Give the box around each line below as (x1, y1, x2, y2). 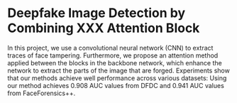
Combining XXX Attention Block (7, 20, 200, 36)
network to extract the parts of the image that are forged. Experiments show (7, 66, 231, 75)
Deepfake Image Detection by (7, 5, 186, 21)
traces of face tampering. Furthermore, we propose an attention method (7, 51, 219, 60)
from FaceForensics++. (7, 89, 76, 97)
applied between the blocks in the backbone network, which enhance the (7, 58, 222, 67)
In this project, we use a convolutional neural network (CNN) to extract (7, 43, 214, 52)
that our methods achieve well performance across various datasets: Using (7, 73, 227, 82)
